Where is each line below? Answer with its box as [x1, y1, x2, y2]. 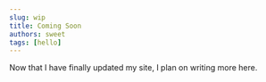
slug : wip [9, 12, 46, 22]
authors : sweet [9, 29, 66, 38]
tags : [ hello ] [9, 37, 62, 47]
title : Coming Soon [9, 21, 82, 30]
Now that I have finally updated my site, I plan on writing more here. [9, 62, 258, 73]
